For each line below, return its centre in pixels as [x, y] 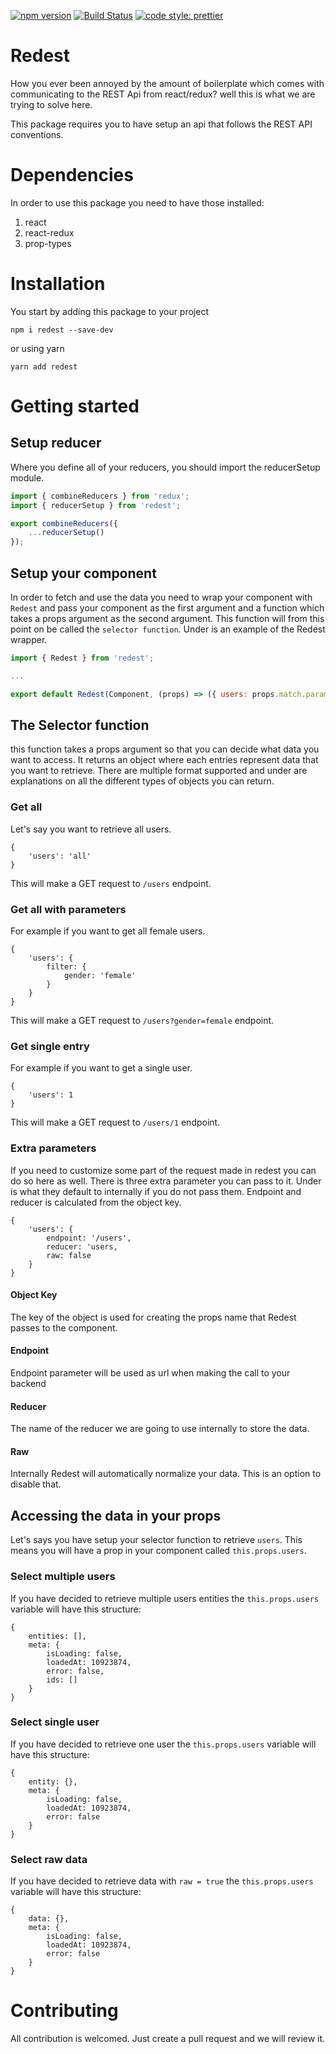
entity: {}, [53, 1781]
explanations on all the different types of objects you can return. [142, 781]
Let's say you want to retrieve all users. [91, 829]
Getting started [75, 406]
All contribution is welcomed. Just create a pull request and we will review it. [168, 2039]
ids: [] [62, 1680]
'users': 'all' [60, 856]
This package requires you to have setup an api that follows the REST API [161, 124]
